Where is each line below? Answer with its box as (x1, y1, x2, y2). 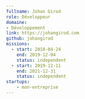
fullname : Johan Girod (6, 8, 61, 15)
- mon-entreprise (16, 84, 59, 90)
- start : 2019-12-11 (11, 62, 61, 69)
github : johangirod (6, 36, 54, 41)
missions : (6, 41, 30, 47)
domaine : (6, 19, 27, 25)
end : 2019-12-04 (16, 52, 56, 58)
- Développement (6, 24, 45, 31)
